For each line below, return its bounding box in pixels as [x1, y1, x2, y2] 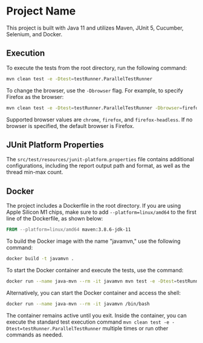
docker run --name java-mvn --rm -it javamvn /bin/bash [6, 301, 150, 307]
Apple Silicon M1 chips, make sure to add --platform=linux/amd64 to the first [6, 208, 197, 216]
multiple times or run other [102, 324, 169, 332]
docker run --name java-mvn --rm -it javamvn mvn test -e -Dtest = [6, 278, 177, 284]
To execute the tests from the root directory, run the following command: [6, 64, 187, 71]
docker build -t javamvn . [6, 255, 74, 261]
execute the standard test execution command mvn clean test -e [6, 318, 170, 325]
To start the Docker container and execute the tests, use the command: [6, 266, 184, 274]
